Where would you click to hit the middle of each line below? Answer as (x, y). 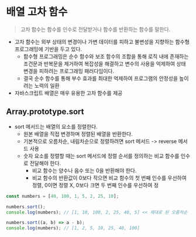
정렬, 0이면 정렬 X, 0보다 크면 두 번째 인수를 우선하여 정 (95, 185)
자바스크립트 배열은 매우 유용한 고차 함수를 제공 (68, 93)
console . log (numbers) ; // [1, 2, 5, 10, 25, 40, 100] (73, 228)
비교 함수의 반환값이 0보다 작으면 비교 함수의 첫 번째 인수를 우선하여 (109, 178)
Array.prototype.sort (45, 112)
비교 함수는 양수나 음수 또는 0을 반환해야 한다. (84, 170)
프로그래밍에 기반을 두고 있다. (48, 49)
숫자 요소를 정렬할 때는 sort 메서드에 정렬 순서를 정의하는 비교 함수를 (101, 156)
